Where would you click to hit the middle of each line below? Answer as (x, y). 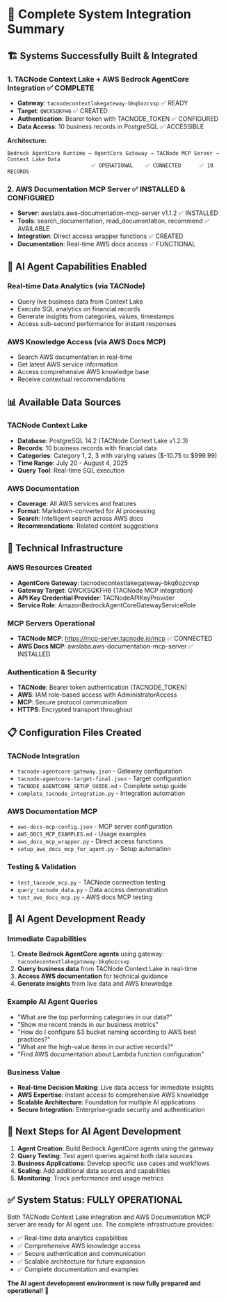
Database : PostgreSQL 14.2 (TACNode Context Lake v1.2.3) (103, 441)
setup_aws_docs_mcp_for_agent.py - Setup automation (94, 849)
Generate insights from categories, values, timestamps (96, 316)
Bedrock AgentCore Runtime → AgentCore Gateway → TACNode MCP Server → (113, 153)
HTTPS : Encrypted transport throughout (75, 710)
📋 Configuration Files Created (74, 732)
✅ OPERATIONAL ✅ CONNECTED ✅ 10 (153, 165)
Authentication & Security (52, 672)
